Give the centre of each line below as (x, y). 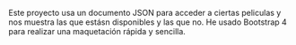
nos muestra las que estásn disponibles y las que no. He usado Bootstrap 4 (148, 22)
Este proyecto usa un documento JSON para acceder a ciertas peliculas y (145, 13)
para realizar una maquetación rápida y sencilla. (97, 31)
